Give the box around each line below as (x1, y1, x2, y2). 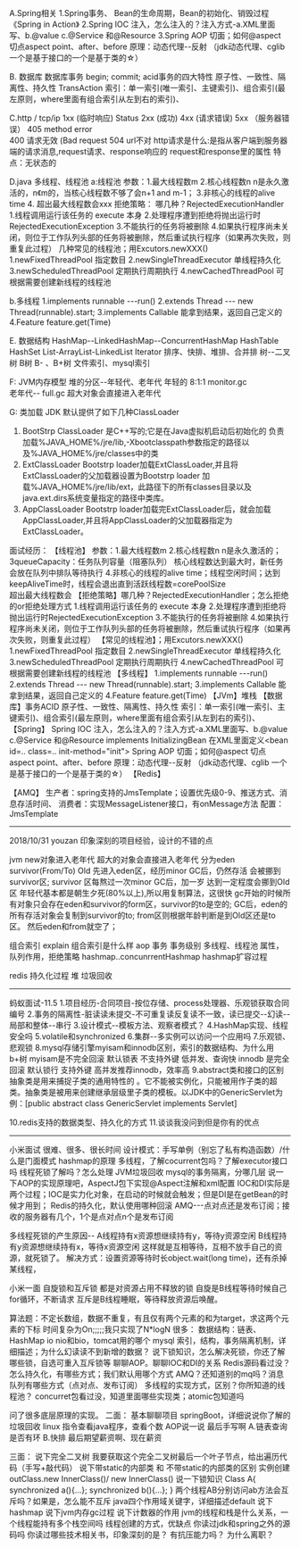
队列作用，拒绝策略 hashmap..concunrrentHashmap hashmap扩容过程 (9, 952, 268, 961)
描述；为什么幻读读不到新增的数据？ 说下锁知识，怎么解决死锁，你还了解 (16, 1346, 286, 1357)
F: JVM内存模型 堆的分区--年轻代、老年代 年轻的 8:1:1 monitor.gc (9, 377, 247, 387)
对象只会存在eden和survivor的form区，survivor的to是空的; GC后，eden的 (16, 899, 288, 909)
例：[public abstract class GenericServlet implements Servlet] (9, 1098, 237, 1109)
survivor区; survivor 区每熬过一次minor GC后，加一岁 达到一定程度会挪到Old (9, 877, 290, 886)
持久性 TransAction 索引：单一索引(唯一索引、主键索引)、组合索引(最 (32, 83, 286, 93)
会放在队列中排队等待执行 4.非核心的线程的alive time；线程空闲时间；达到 (9, 568, 281, 578)
